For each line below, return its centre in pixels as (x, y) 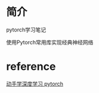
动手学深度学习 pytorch (35, 84)
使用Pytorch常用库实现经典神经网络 (50, 42)
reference (31, 67)
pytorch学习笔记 (26, 30)
